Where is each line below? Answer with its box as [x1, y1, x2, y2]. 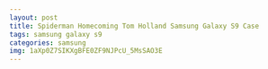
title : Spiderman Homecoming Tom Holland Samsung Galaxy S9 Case [9, 22, 259, 30]
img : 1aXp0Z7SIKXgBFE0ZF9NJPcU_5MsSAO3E [9, 47, 164, 56]
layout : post [9, 13, 58, 22]
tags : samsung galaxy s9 [9, 30, 103, 39]
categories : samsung [9, 38, 87, 47]
